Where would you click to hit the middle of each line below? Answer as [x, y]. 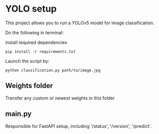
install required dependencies [36, 42]
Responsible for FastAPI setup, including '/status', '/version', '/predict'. [78, 126]
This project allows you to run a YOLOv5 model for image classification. [80, 23]
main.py [18, 114]
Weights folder [29, 86]
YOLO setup [31, 9]
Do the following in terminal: [35, 32]
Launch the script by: [27, 61]
